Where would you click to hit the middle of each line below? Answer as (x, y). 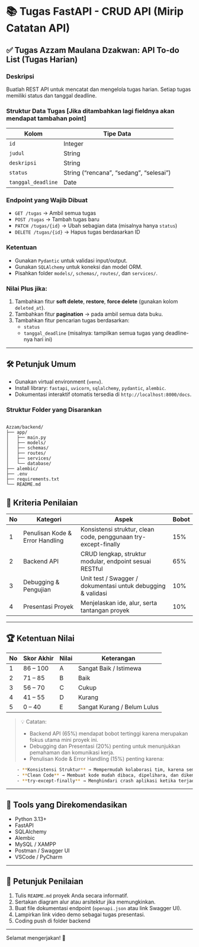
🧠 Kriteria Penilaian (42, 503)
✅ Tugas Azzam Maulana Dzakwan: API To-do (93, 50)
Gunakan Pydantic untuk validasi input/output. (71, 260)
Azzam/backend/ (25, 427)
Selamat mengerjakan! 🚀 (36, 938)
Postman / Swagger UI (42, 851)
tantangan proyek (105, 610)
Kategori (49, 519)
